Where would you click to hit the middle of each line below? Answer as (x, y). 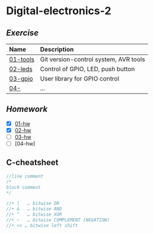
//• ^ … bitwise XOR (34, 214)
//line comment (25, 176)
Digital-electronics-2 (59, 11)
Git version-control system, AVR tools (92, 59)
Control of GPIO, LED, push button (87, 69)
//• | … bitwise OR (33, 203)
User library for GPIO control (80, 78)
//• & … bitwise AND (34, 209)
